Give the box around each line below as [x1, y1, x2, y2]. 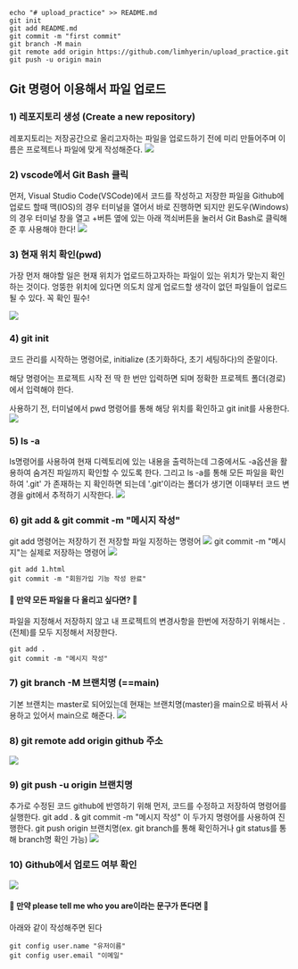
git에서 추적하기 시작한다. [25, 489, 114, 500]
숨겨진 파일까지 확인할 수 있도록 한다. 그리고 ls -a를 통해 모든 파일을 [32, 467, 268, 478]
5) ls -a [9, 434, 40, 447]
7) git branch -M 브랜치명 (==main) [9, 677, 160, 689]
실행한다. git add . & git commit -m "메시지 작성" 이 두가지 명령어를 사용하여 [9, 812, 277, 823]
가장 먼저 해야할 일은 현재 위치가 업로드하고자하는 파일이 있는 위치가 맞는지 [9, 271, 269, 281]
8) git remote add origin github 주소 [9, 734, 163, 747]
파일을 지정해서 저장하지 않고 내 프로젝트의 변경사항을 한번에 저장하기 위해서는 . [9, 616, 286, 627]
